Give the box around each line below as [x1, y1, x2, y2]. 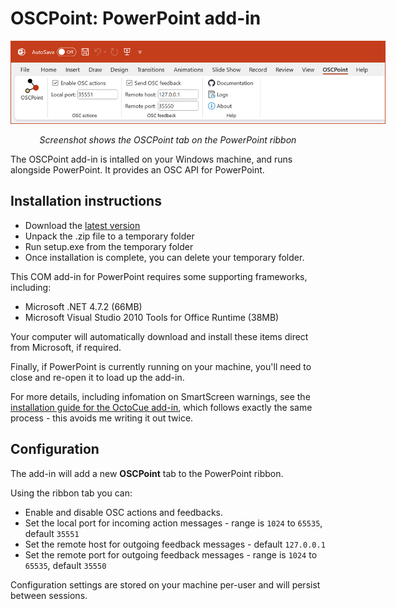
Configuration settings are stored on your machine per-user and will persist [10, 578, 321, 591]
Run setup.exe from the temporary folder [24, 240, 194, 252]
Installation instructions [10, 193, 162, 210]
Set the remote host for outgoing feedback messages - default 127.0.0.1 [24, 538, 326, 550]
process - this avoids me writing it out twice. [10, 412, 194, 424]
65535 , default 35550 [24, 559, 107, 571]
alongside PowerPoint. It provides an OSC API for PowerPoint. [10, 163, 265, 176]
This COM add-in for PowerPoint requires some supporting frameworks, [10, 270, 308, 282]
